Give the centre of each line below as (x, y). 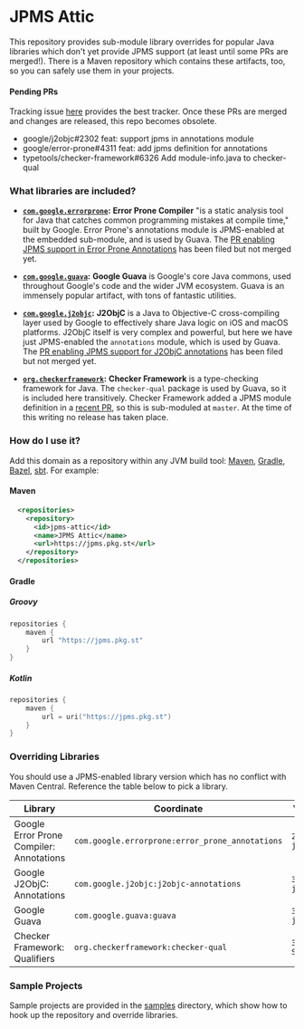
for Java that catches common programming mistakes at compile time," (156, 220)
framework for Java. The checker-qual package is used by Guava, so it (154, 389)
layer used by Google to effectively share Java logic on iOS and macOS (155, 322)
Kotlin (21, 678)
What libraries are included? (73, 191)
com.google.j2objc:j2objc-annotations (157, 884)
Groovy (24, 602)
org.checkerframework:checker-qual (151, 947)
